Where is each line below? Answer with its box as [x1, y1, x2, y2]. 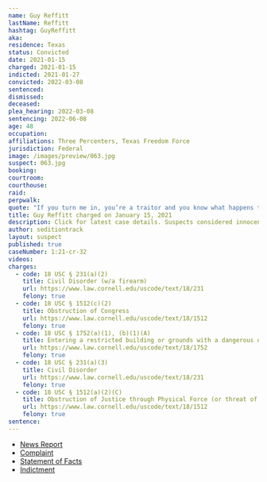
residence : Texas [8, 41, 66, 49]
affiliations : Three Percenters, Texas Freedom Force [8, 137, 191, 145]
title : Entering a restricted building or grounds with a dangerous [22, 337, 254, 345]
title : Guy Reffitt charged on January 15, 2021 [8, 211, 172, 219]
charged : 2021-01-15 [8, 64, 77, 71]
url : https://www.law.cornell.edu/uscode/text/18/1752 [22, 344, 208, 352]
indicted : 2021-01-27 [8, 71, 80, 79]
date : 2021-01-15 [8, 56, 66, 64]
